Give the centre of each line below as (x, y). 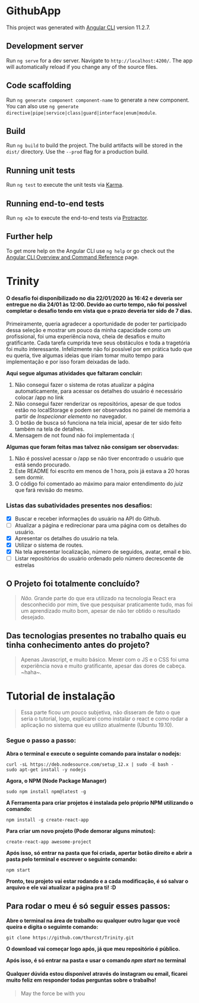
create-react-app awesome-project (49, 842)
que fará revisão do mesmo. (49, 490)
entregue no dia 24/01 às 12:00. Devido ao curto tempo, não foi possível (97, 304)
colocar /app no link (39, 397)
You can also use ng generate (42, 106)
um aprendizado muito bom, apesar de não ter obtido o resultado (100, 610)
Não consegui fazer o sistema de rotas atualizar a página (84, 385)
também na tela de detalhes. (50, 429)
